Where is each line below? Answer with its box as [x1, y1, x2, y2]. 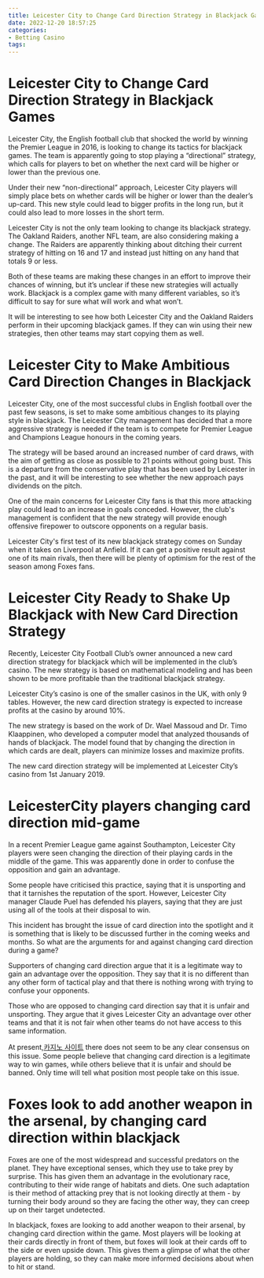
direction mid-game [8, 814, 141, 832]
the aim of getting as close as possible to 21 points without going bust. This [8, 456, 252, 465]
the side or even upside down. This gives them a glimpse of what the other [8, 1245, 250, 1254]
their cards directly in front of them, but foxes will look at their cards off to [8, 1236, 247, 1247]
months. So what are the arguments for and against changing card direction [8, 937, 254, 946]
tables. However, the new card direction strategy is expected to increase [8, 697, 243, 706]
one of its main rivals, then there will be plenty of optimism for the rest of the [8, 554, 256, 562]
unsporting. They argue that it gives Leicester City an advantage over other [8, 1009, 251, 1018]
